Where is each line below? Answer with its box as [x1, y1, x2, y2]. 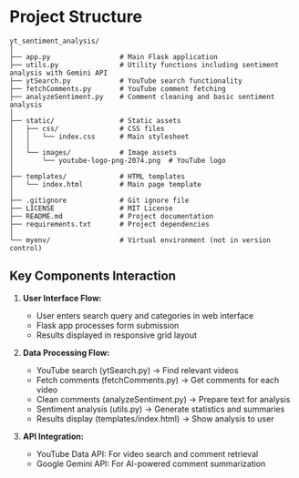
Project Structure [9, 6, 143, 27]
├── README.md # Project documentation [9, 211, 214, 220]
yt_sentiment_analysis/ [9, 36, 100, 46]
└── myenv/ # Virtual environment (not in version [9, 235, 272, 245]
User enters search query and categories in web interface [36, 310, 254, 320]
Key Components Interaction [9, 269, 176, 284]
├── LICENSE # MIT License [9, 203, 173, 213]
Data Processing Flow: [22, 347, 110, 358]
